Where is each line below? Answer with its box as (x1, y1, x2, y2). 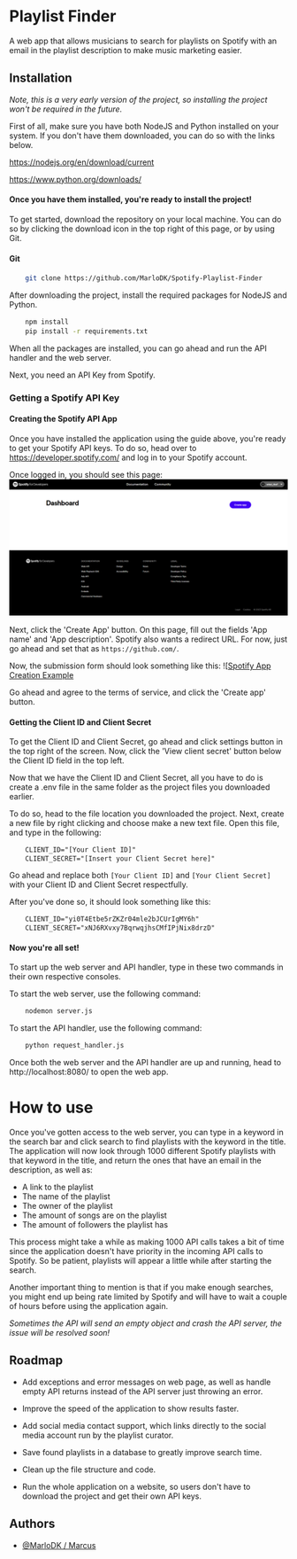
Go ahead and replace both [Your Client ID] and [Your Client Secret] (9, 870, 271, 881)
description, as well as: (9, 1165, 93, 1175)
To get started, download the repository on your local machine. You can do (9, 214, 282, 224)
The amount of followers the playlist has (21, 1220, 169, 1230)
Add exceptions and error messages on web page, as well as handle (21, 1376, 271, 1387)
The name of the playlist (21, 1191, 110, 1202)
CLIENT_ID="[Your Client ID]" (25, 846, 137, 854)
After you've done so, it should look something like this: (9, 897, 211, 908)
